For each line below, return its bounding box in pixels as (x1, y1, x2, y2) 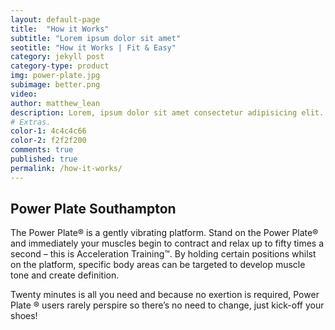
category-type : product (10, 61, 110, 71)
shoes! (10, 310, 38, 322)
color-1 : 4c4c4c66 (10, 126, 87, 136)
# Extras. (10, 117, 52, 127)
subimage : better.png (10, 80, 101, 90)
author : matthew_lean (10, 98, 101, 108)
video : (10, 89, 38, 99)
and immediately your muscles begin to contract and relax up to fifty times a (10, 237, 325, 250)
